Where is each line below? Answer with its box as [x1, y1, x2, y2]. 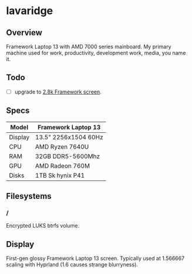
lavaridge [6, 4, 53, 18]
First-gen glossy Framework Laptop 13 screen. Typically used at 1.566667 [6, 255, 185, 262]
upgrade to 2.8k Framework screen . [14, 88, 102, 95]
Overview [6, 28, 43, 38]
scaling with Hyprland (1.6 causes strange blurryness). [6, 261, 138, 268]
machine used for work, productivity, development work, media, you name [6, 49, 186, 56]
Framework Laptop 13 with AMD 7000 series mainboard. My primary [6, 43, 171, 50]
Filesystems [6, 191, 52, 201]
